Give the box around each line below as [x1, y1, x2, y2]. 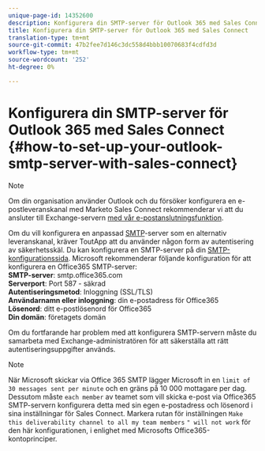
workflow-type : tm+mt [8, 48, 80, 56]
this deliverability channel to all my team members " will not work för [8, 417, 251, 426]
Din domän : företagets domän [8, 312, 106, 321]
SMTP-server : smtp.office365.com [8, 270, 123, 279]
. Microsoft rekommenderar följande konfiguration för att [68, 253, 252, 263]
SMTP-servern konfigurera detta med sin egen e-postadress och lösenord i [8, 400, 253, 410]
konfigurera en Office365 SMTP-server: [8, 262, 138, 271]
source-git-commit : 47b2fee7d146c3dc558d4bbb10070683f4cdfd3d [8, 41, 217, 49]
